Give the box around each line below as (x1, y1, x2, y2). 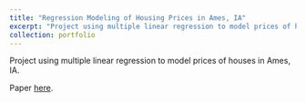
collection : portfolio (9, 30, 96, 39)
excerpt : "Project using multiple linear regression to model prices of (9, 22, 291, 31)
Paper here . (9, 83, 54, 94)
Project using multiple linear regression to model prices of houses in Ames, (9, 56, 291, 66)
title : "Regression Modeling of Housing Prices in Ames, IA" (9, 13, 247, 23)
